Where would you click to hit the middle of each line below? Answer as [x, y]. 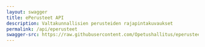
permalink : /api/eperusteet [42, 29]
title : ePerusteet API [35, 18]
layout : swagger [27, 12]
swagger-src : [23, 35]
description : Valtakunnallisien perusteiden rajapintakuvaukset [90, 23]
